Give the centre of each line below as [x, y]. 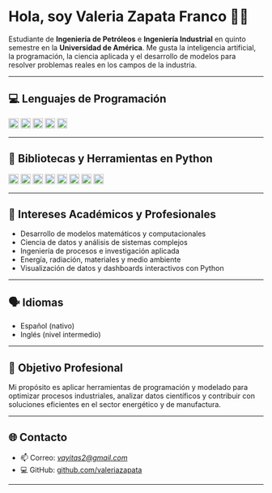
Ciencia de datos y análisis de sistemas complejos [104, 242]
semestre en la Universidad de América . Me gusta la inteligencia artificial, [132, 47]
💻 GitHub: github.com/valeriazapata [81, 469]
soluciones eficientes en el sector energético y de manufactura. [115, 404]
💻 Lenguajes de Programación [87, 99]
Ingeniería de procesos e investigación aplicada [100, 251]
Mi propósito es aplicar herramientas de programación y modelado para [128, 387]
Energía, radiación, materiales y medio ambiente [100, 259]
